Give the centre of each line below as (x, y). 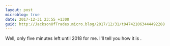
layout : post (19, 10)
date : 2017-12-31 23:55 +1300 (37, 19)
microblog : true (22, 15)
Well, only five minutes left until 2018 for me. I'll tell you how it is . (74, 38)
